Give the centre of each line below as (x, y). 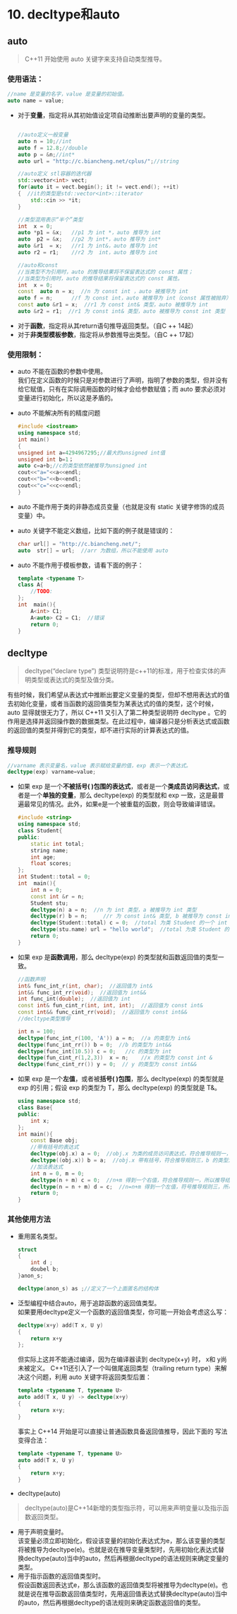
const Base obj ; (54, 1140)
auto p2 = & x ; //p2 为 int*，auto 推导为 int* (89, 239)
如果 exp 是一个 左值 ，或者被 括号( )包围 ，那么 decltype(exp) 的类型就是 (121, 1079)
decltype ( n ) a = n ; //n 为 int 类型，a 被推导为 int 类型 (114, 910)
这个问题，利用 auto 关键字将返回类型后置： (87, 1377)
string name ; (50, 850)
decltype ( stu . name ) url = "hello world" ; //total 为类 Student (126, 929)
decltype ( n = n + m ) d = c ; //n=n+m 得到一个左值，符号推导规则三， (127, 1186)
